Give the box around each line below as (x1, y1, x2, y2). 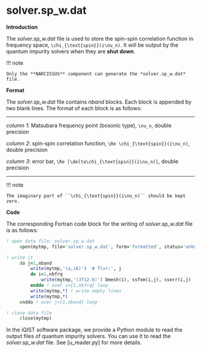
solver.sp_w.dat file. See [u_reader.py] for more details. (6, 339, 142, 346)
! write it (6, 254, 33, 260)
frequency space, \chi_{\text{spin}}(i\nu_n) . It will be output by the (6, 41, 178, 48)
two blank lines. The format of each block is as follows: (6, 104, 142, 111)
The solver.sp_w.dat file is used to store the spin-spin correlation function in (6, 35, 193, 42)
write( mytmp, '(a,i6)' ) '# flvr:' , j (30, 266, 121, 272)
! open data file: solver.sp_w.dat (6, 238, 95, 244)
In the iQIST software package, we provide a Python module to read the (6, 326, 182, 333)
